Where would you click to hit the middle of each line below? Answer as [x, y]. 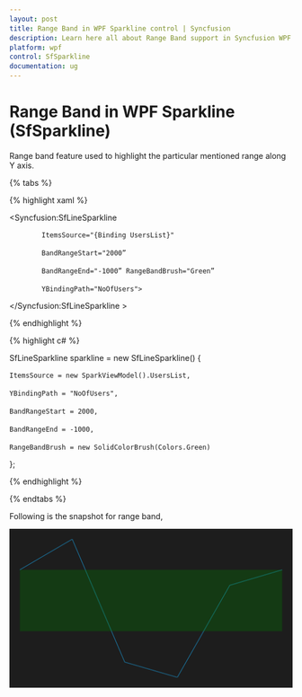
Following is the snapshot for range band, [86, 516]
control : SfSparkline [50, 57]
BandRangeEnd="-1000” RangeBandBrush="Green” [129, 271]
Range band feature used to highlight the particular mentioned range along [148, 155]
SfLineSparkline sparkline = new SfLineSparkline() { [105, 357]
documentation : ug [44, 66]
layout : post [34, 19]
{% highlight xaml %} [49, 200]
